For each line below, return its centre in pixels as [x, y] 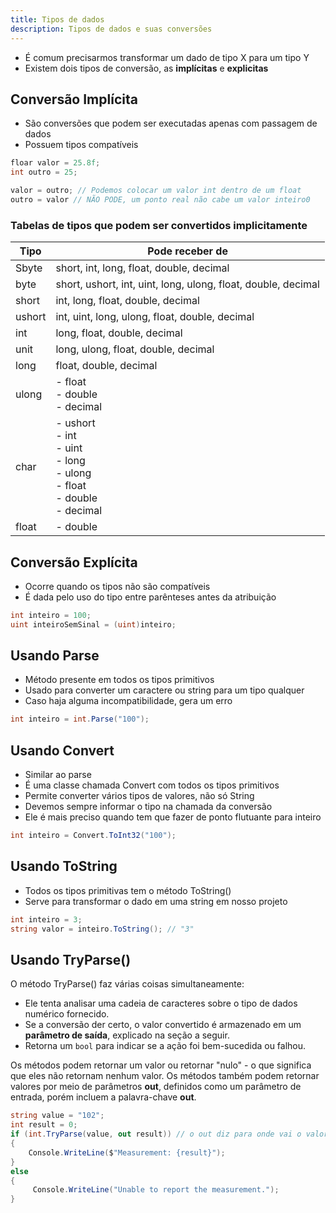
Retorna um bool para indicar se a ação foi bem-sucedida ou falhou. [165, 1046]
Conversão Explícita [74, 562]
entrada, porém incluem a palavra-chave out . [103, 1097]
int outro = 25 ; [44, 172]
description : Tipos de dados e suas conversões [111, 29]
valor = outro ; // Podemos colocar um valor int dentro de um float [156, 191]
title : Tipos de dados [57, 19]
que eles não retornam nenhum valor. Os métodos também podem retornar [165, 1076]
